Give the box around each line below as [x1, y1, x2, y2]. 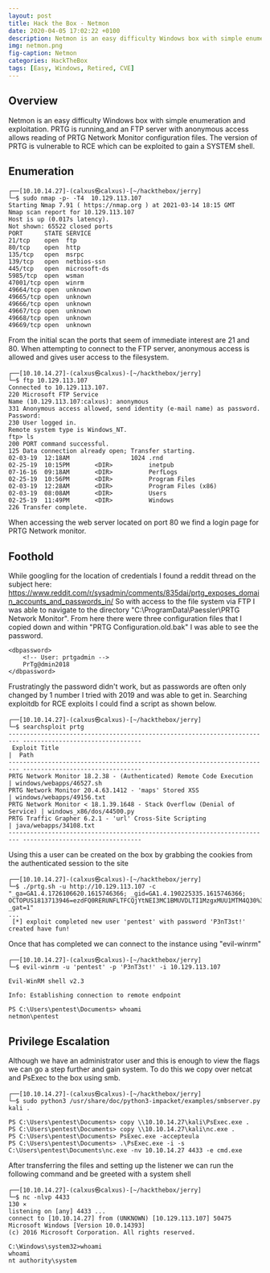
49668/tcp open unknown [8, 314, 92, 322]
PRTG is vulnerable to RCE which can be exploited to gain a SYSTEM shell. [8, 141, 256, 151]
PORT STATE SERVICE [8, 230, 92, 238]
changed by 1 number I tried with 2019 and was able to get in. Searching [8, 690, 247, 700]
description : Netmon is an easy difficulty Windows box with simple [8, 34, 243, 43]
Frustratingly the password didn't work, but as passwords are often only [8, 682, 247, 691]
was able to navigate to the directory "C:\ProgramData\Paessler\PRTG [8, 605, 240, 615]
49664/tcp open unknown [8, 286, 92, 294]
